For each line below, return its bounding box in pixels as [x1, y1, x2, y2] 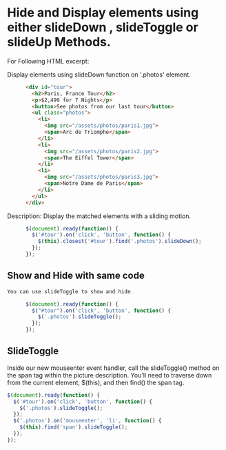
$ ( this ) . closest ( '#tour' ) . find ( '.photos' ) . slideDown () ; [37, 238, 202, 245]
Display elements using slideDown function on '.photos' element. [7, 70, 191, 79]
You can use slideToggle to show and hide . [7, 288, 134, 295]
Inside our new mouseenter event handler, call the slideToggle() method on [7, 364, 220, 372]
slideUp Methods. [7, 35, 112, 50]
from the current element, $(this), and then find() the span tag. [7, 378, 185, 387]
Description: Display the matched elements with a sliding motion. [7, 212, 192, 220]
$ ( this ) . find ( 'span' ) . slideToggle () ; [19, 424, 128, 431]
